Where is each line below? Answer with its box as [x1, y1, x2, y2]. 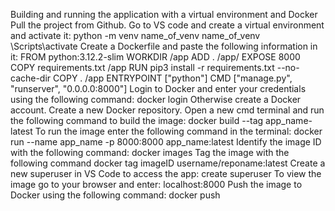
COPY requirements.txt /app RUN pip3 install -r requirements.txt [10, 62, 275, 73]
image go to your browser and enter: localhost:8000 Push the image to [10, 179, 303, 190]
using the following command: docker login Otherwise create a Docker [10, 94, 302, 105]
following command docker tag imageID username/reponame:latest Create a [10, 157, 326, 169]
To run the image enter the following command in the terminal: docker [34, 125, 323, 137]
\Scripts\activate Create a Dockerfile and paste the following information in [10, 40, 318, 52]
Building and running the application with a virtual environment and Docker [10, 9, 318, 20]
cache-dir [10, 72, 52, 84]
